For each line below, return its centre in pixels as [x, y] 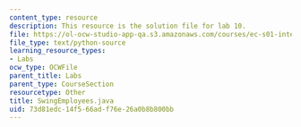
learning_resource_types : [57, 51]
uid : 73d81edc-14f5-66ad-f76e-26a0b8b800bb [92, 109]
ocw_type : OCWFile [43, 68]
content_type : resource [54, 17]
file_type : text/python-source [68, 42]
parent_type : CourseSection [62, 84]
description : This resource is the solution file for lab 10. [128, 26]
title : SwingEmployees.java [62, 101]
